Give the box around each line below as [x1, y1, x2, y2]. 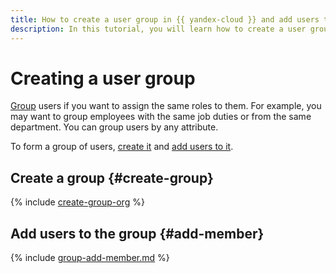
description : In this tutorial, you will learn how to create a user [10, 24, 307, 34]
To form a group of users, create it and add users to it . [10, 141, 234, 153]
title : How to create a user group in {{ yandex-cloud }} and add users [10, 14, 320, 25]
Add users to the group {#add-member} [10, 225, 265, 242]
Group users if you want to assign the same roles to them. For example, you [10, 100, 322, 112]
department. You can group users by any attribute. [10, 121, 219, 133]
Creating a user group [10, 67, 196, 90]
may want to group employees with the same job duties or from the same [10, 111, 312, 123]
